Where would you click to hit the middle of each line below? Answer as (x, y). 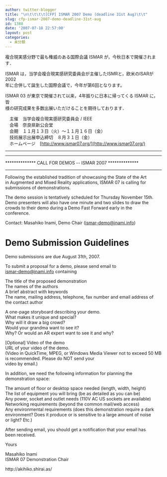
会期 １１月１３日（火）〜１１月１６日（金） (57, 131)
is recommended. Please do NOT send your (50, 358)
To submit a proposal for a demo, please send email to (61, 266)
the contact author (24, 302)
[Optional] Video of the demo (35, 342)
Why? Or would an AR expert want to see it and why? (60, 333)
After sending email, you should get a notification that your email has (76, 429)
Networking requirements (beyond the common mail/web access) (73, 404)
